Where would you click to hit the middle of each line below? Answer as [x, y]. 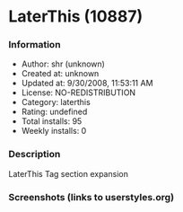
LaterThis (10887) [76, 17]
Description [35, 155]
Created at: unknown [60, 74]
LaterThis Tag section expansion [69, 173]
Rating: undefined [54, 112]
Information [35, 45]
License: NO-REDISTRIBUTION [78, 93]
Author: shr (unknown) [63, 64]
